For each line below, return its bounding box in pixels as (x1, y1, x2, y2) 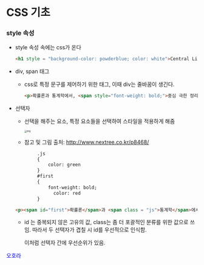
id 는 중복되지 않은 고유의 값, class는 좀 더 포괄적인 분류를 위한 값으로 (24, 219, 189, 226)
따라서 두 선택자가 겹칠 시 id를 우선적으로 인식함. (32, 226, 147, 233)
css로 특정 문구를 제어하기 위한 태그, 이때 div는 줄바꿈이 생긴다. (24, 80, 175, 88)
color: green (47, 162, 81, 168)
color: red (53, 190, 81, 196)
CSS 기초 (6, 5, 50, 19)
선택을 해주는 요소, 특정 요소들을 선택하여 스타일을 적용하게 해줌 (24, 118, 175, 125)
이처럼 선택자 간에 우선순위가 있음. (24, 239, 106, 247)
